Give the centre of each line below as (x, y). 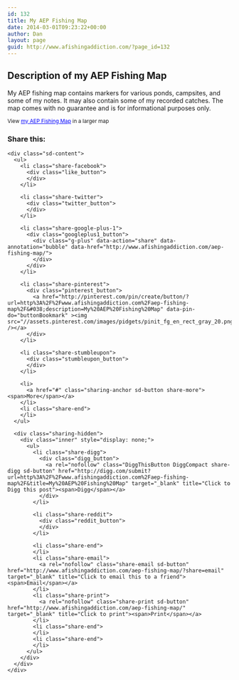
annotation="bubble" (38, 247)
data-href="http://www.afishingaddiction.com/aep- (147, 247)
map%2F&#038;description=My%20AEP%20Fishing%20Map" (85, 309)
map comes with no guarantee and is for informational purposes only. (109, 108)
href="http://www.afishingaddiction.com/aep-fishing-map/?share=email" (116, 571)
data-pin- (181, 309)
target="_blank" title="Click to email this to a (83, 577)
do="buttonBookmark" (38, 316)
